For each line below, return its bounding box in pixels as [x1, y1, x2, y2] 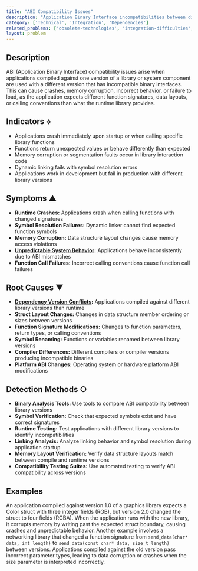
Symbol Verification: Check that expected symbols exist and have [14, 413, 177, 420]
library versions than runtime [14, 305, 85, 312]
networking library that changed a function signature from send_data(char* [6, 533, 188, 540]
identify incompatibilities [14, 432, 75, 439]
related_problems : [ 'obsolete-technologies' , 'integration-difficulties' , [6, 25, 194, 31]
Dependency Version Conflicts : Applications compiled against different [14, 298, 190, 305]
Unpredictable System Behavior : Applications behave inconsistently [14, 246, 183, 254]
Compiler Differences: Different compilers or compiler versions [14, 348, 169, 355]
